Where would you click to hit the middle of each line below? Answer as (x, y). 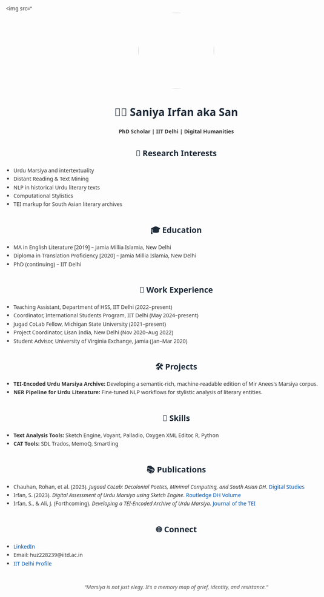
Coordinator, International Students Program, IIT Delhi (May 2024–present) (106, 315)
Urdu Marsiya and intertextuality (54, 170)
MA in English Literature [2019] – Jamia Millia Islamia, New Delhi (92, 247)
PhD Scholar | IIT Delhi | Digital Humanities (176, 132)
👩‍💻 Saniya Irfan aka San (176, 112)
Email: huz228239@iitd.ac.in (48, 555)
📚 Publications (176, 470)
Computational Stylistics (43, 196)
